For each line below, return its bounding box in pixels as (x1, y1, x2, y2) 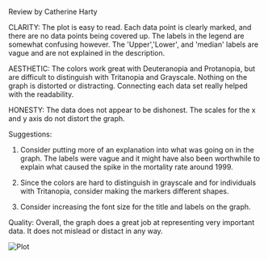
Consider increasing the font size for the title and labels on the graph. (19, 202, 252, 211)
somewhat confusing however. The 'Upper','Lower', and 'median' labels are (8, 40, 259, 49)
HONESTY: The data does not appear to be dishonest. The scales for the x (8, 105, 256, 115)
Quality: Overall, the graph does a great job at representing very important (8, 218, 255, 227)
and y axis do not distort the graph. (8, 114, 125, 123)
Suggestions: (8, 129, 52, 139)
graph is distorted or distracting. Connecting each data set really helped (8, 81, 248, 90)
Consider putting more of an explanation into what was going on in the (19, 145, 254, 154)
